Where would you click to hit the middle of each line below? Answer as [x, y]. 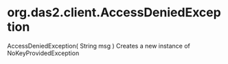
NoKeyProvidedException [43, 53]
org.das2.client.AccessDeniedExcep [114, 13]
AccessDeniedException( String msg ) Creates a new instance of [99, 46]
